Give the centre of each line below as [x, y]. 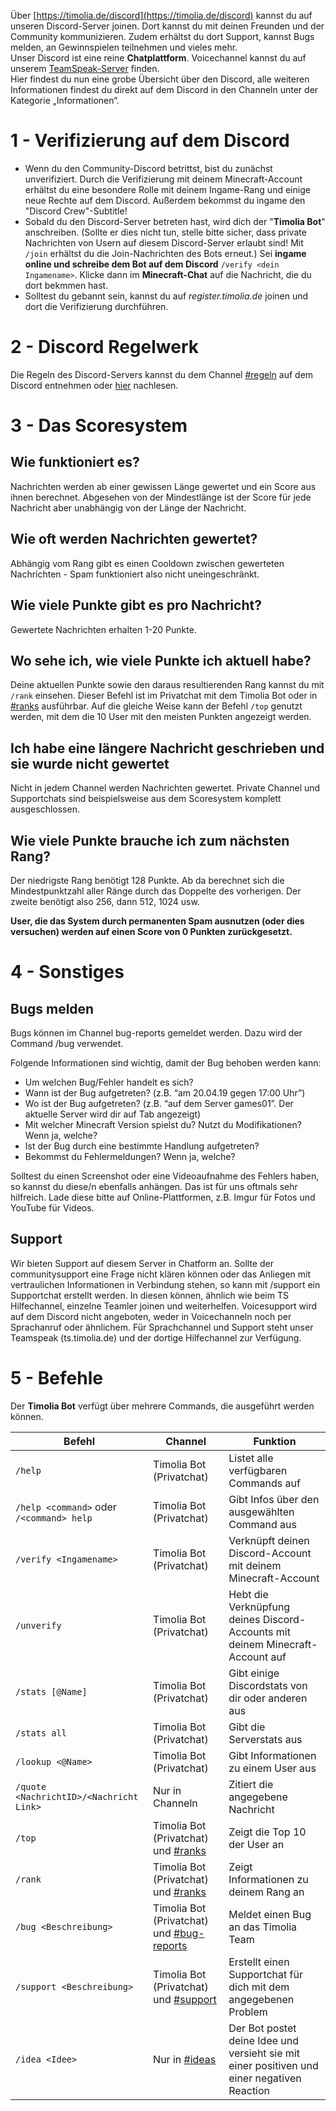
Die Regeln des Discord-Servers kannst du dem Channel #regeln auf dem [162, 374]
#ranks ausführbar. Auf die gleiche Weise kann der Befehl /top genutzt [156, 706]
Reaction [249, 2090]
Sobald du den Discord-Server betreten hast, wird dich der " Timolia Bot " [175, 221]
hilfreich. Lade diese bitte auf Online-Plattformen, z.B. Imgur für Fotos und [163, 1197]
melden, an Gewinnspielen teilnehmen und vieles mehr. [124, 47]
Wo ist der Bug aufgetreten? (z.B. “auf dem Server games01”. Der [159, 1103]
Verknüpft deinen [269, 1540]
